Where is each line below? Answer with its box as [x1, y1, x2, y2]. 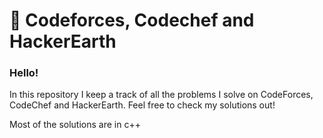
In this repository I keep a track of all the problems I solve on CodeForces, [9, 89, 314, 101]
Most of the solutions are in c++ [9, 119, 141, 131]
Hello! [9, 66, 39, 80]
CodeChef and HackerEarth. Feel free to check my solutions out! [9, 99, 276, 111]
